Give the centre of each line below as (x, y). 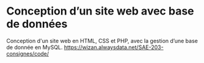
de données (37, 24)
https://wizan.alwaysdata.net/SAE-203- (114, 47)
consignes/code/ (28, 53)
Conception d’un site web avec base (100, 11)
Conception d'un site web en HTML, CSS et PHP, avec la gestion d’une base (102, 41)
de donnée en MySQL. (35, 47)
